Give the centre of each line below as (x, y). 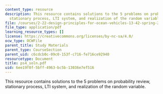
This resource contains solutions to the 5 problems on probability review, (78, 81)
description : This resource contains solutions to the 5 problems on (77, 14)
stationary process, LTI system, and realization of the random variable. (75, 87)
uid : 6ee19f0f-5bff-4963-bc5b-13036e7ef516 (50, 68)
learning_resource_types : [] (34, 32)
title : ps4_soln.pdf (26, 63)
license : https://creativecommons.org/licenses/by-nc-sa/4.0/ (69, 37)
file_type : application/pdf (33, 27)
